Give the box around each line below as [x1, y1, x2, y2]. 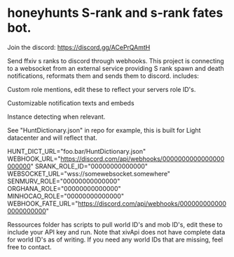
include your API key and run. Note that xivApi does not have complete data [7, 228, 226, 236]
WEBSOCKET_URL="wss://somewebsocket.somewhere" [7, 169, 170, 178]
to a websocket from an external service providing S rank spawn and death [7, 64, 224, 72]
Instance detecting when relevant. [7, 112, 106, 121]
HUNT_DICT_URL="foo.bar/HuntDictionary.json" [7, 147, 146, 155]
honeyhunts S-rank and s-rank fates [7, 5, 223, 21]
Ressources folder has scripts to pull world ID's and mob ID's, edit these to [7, 220, 223, 229]
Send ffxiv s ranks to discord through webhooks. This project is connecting [7, 56, 224, 65]
